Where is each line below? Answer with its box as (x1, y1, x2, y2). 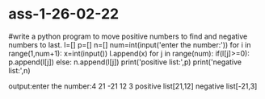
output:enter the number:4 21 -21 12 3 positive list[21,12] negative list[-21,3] (8, 81, 258, 91)
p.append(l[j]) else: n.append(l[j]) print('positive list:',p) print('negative (8, 57, 242, 67)
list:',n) (8, 65, 31, 75)
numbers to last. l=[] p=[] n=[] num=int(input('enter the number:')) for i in (8, 39, 251, 49)
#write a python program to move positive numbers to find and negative (8, 31, 248, 41)
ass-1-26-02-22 (8, 5, 120, 23)
